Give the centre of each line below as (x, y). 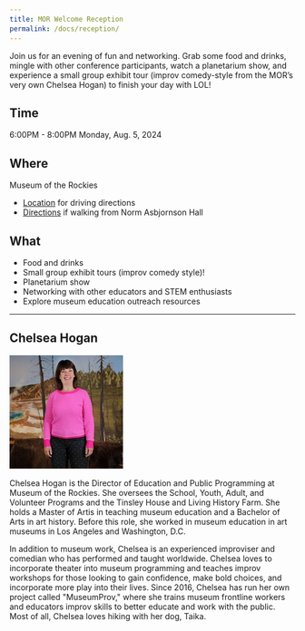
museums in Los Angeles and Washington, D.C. (98, 531)
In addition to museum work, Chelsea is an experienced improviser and (142, 548)
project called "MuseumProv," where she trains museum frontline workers (148, 597)
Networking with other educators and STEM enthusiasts (127, 291)
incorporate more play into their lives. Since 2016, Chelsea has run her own (150, 587)
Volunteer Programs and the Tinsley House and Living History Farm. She (145, 502)
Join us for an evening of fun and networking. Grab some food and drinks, (148, 55)
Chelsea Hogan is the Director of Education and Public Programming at (142, 483)
